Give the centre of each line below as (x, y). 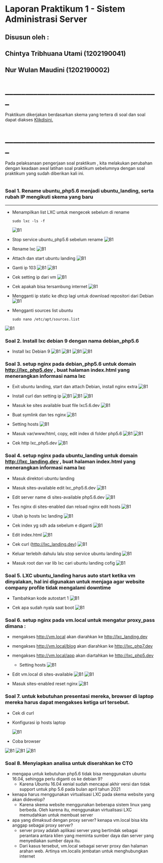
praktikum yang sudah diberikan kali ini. (45, 174)
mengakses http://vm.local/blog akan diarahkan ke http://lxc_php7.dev (82, 646)
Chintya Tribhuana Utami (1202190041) (65, 54)
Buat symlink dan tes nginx (39, 415)
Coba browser (26, 741)
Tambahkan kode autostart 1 (40, 598)
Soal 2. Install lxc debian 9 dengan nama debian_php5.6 (72, 341)
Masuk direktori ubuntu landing (43, 478)
